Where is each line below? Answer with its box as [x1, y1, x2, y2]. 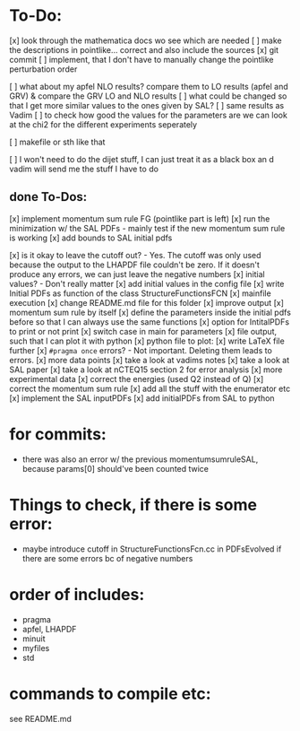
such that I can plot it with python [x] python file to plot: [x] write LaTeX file [9, 335, 285, 346]
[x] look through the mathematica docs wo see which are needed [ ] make [9, 35, 282, 46]
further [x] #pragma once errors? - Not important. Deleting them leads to [9, 344, 273, 355]
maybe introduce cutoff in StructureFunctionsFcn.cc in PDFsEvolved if [21, 544, 282, 554]
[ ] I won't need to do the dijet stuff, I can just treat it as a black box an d [9, 153, 275, 164]
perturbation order [9, 64, 78, 74]
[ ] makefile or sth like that [9, 136, 106, 147]
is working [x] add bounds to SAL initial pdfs [9, 232, 173, 243]
